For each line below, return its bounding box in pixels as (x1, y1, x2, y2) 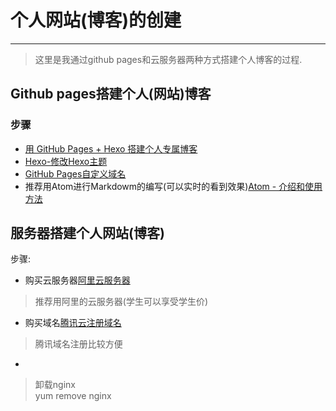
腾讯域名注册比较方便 (34, 338, 123, 350)
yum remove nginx (34, 390, 112, 402)
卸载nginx (34, 379, 76, 391)
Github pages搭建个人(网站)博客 (10, 86, 212, 103)
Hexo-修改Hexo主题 (24, 155, 108, 167)
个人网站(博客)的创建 (10, 9, 182, 32)
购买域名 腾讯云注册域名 (24, 317, 122, 329)
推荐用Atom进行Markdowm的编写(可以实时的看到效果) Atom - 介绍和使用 (24, 180, 323, 192)
